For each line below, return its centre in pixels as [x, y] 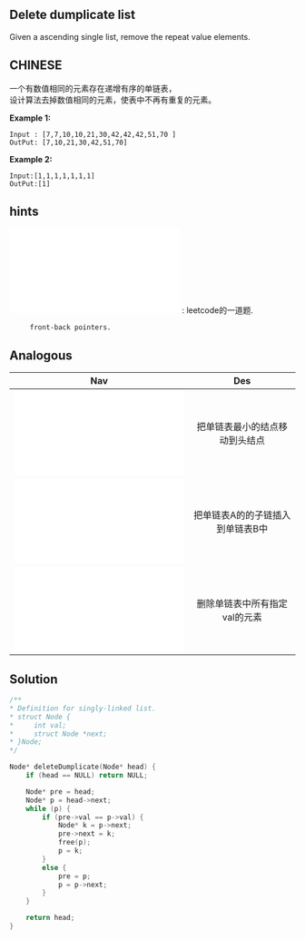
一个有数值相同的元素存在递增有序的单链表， [93, 88]
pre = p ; [74, 876]
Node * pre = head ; [60, 792]
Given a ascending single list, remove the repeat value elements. [130, 36]
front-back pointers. [70, 328]
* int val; [38, 725]
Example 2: [31, 159]
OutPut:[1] [30, 184]
